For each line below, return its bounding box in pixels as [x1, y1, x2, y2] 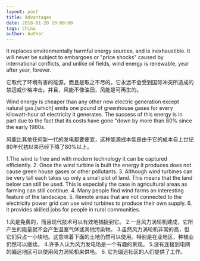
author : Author [6, 31, 44, 37]
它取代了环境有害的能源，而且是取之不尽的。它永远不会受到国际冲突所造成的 [6, 79, 194, 86]
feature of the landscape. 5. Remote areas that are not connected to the [6, 194, 182, 201]
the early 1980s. [6, 124, 46, 131]
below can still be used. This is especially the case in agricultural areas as [6, 180, 187, 188]
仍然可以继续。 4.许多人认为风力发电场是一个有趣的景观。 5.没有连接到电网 [6, 241, 190, 248]
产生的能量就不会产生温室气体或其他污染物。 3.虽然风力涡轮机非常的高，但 [6, 226, 190, 233]
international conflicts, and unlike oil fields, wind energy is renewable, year [6, 60, 189, 67]
